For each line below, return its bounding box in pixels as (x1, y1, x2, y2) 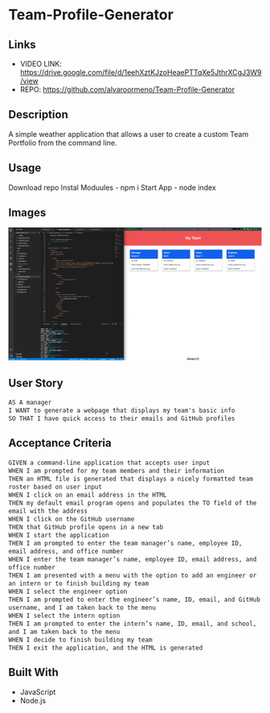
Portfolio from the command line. (8, 138, 117, 147)
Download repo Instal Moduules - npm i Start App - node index (8, 183, 217, 192)
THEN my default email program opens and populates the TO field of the (8, 499, 257, 507)
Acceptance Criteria (8, 436, 112, 450)
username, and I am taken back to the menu (8, 604, 157, 612)
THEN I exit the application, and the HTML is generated (8, 644, 203, 652)
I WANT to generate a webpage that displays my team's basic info (8, 406, 235, 415)
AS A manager (8, 398, 52, 407)
